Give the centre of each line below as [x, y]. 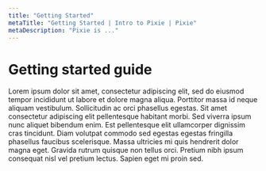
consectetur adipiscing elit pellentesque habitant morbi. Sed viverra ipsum [130, 116]
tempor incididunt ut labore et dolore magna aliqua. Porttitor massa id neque [133, 100]
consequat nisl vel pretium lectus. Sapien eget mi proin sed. [106, 158]
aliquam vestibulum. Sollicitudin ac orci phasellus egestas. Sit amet [118, 108]
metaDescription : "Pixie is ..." [64, 30]
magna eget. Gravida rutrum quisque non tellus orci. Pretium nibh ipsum [126, 150]
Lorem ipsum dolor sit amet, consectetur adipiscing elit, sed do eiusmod [126, 91]
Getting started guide [80, 69]
